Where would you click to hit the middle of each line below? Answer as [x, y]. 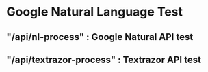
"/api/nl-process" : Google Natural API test [100, 37]
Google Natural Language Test [94, 12]
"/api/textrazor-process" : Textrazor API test [104, 59]
